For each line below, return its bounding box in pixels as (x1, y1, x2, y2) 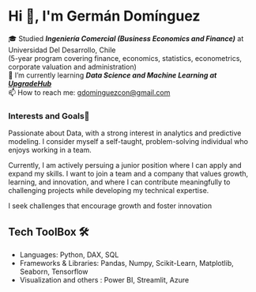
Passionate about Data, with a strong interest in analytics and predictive (8, 128, 242, 138)
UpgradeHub (8, 78, 52, 88)
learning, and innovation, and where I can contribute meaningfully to (8, 177, 231, 187)
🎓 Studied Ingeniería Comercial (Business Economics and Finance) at (8, 33, 244, 43)
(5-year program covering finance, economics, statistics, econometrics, (8, 53, 243, 63)
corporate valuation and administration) (8, 62, 137, 71)
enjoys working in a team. (8, 146, 92, 155)
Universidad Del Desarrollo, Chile (8, 45, 116, 55)
